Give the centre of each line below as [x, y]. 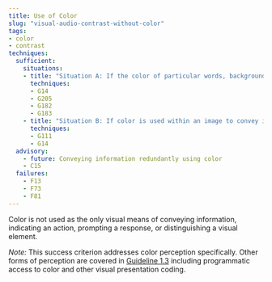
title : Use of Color [43, 16]
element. [23, 236]
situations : [43, 69]
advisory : [32, 151]
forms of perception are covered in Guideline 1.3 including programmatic [130, 260]
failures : [32, 174]
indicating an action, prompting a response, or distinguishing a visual [123, 228]
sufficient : [36, 61]
